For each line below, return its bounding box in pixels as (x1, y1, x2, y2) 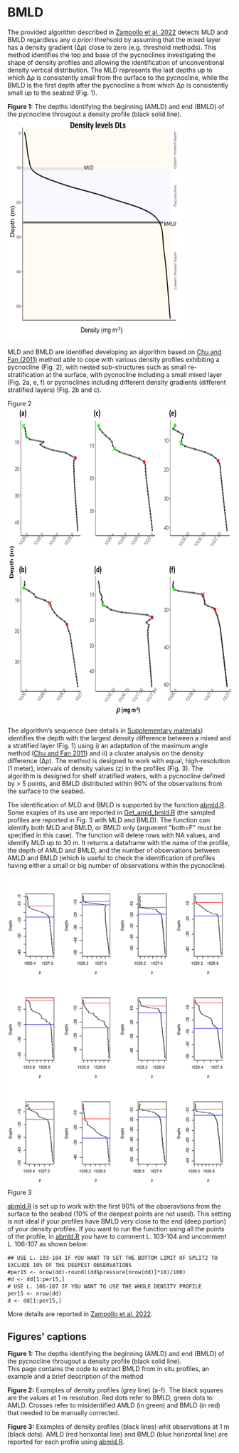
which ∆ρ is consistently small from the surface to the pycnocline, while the (7, 73, 229, 82)
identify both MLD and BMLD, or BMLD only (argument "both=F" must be (7, 823, 222, 832)
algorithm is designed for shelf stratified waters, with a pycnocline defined (7, 771, 225, 780)
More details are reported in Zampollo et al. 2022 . (7, 1310, 153, 1318)
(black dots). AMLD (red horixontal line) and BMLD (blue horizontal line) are (7, 1430, 228, 1439)
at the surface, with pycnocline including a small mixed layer (46, 370, 223, 378)
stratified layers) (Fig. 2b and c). (7, 386, 102, 394)
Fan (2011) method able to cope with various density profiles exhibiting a (7, 355, 220, 363)
